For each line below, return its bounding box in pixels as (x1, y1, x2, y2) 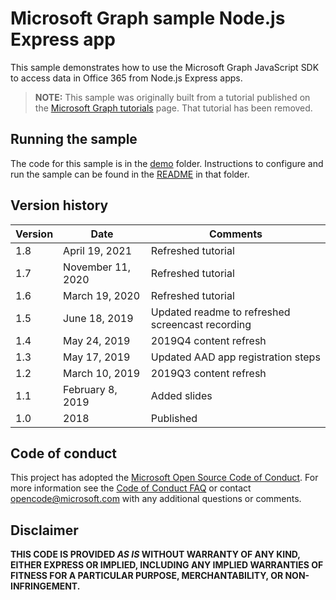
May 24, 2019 (63, 333, 131, 347)
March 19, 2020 (63, 288, 141, 302)
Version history (10, 197, 109, 214)
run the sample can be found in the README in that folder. (10, 168, 250, 180)
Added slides (150, 388, 213, 402)
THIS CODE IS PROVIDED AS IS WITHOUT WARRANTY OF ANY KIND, (10, 548, 301, 561)
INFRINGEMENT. (10, 580, 81, 592)
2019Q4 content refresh (150, 333, 267, 347)
